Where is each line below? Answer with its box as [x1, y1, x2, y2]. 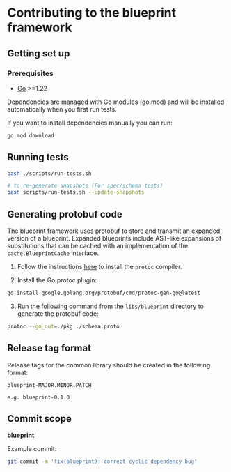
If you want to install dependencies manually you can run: [7, 119, 173, 127]
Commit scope [7, 413, 72, 425]
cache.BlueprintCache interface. [7, 249, 99, 257]
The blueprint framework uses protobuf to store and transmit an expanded [7, 227, 221, 235]
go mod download [7, 132, 54, 139]
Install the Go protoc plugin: [17, 276, 97, 284]
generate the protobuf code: [17, 309, 99, 318]
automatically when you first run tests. [7, 105, 117, 113]
